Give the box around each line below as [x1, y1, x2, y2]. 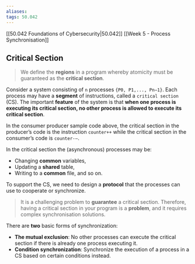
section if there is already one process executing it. [14, 240, 138, 247]
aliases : [6, 8, 27, 15]
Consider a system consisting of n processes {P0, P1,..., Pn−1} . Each [6, 86, 177, 93]
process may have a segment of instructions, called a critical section [6, 92, 179, 99]
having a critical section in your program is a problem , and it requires [20, 205, 187, 212]
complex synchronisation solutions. [20, 211, 106, 218]
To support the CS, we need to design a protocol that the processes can [6, 181, 180, 188]
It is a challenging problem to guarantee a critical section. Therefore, [20, 199, 186, 206]
